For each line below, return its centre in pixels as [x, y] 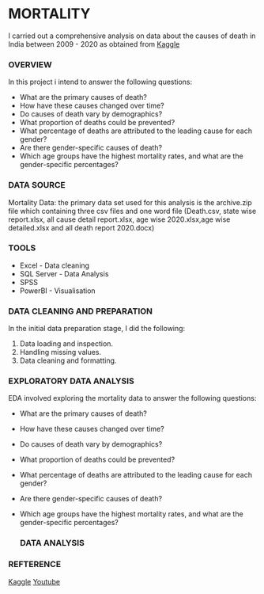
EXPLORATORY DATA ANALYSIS [71, 381]
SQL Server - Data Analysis [64, 273]
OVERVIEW [30, 64]
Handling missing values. [60, 352]
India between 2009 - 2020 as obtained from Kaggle [94, 44]
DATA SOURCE [37, 185]
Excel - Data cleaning [54, 265]
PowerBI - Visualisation [58, 291]
